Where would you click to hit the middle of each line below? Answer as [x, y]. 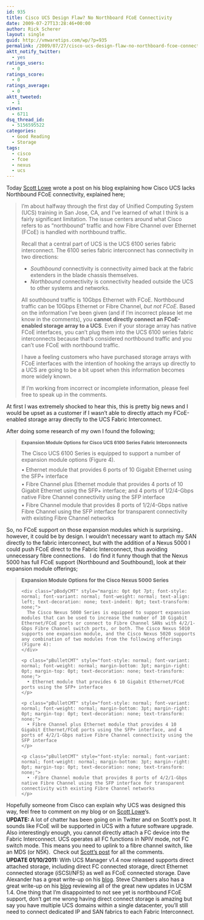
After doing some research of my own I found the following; [81, 431]
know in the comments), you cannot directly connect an [92, 319]
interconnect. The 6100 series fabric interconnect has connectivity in [107, 250]
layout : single [25, 35]
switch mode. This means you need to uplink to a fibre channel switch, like [100, 846]
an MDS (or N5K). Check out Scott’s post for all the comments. [85, 852]
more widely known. [46, 377]
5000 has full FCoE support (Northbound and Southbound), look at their [96, 562]
